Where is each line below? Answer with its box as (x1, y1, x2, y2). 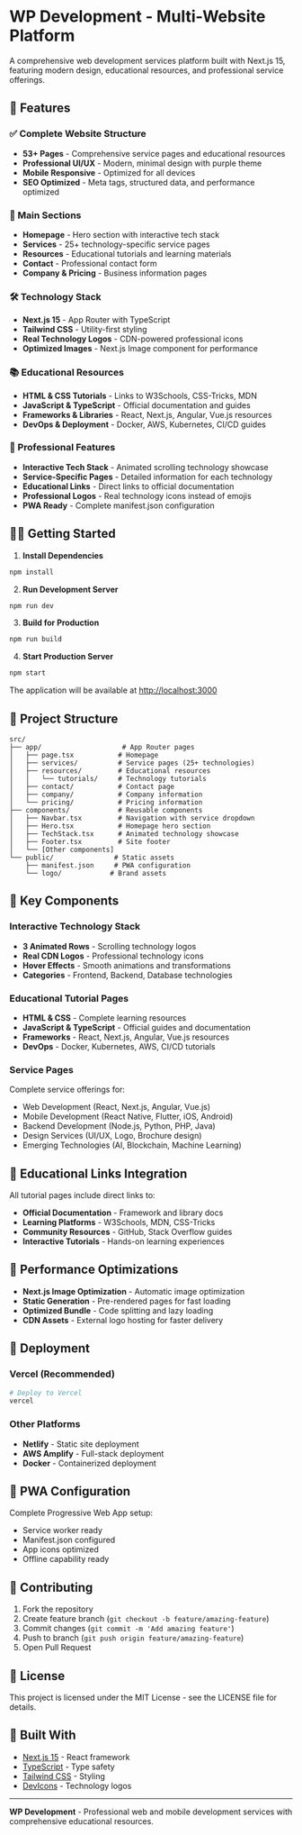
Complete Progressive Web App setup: (9, 1507, 154, 1519)
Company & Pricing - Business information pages (22, 268, 208, 278)
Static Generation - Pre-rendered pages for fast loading (22, 1295, 231, 1306)
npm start (9, 668, 47, 677)
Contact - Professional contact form (22, 258, 157, 268)
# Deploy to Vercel (9, 1388, 83, 1397)
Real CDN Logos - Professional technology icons (22, 950, 204, 961)
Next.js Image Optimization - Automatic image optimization (22, 1285, 245, 1296)
